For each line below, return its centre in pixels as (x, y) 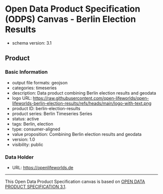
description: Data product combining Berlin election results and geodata (84, 93)
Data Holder (19, 157)
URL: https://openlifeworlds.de (43, 167)
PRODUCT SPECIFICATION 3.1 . (36, 186)
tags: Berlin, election (33, 124)
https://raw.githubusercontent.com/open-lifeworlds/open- (91, 98)
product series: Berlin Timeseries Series (52, 113)
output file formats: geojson (40, 82)
